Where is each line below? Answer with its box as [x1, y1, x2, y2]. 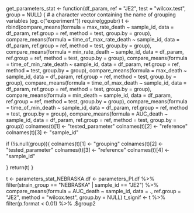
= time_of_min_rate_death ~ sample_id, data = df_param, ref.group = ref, [6, 61, 180, 68]
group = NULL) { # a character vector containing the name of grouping [6, 11, 176, 18]
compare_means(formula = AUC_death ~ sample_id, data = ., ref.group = [6, 188, 181, 194]
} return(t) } [6, 164, 34, 171]
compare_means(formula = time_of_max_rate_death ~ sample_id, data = [6, 36, 180, 43]
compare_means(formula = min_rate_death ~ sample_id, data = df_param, [6, 48, 184, 55]
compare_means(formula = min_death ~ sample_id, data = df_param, [6, 92, 172, 99]
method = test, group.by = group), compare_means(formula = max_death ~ [6, 67, 187, 74]
